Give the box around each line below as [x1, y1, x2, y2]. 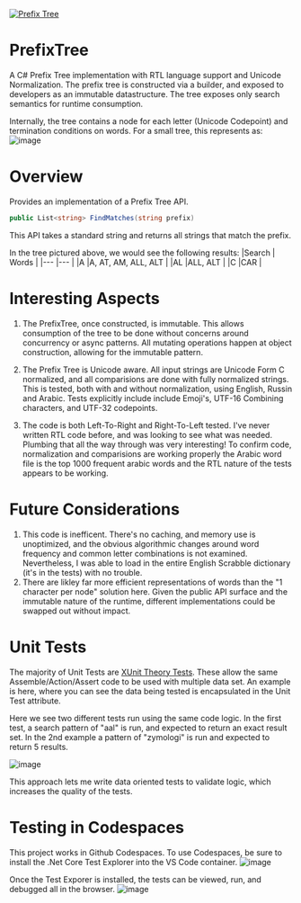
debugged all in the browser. [9, 883, 115, 894]
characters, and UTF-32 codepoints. [22, 402, 158, 413]
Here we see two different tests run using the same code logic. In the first [9, 712, 281, 723]
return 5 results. [9, 741, 69, 752]
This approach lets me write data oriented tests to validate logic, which [9, 776, 271, 787]
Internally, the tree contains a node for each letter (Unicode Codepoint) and [9, 115, 288, 126]
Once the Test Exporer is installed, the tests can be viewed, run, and [9, 873, 262, 885]
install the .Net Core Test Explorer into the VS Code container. [9, 856, 238, 867]
